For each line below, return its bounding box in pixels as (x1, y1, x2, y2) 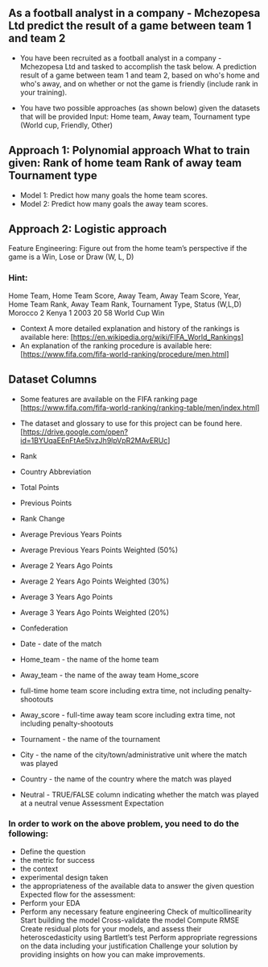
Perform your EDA (19, 898, 80, 907)
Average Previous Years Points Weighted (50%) (19, 545, 179, 555)
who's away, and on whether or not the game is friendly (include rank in (19, 78, 259, 88)
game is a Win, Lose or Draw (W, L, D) (8, 252, 134, 262)
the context (19, 864, 59, 873)
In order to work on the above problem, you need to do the (8, 818, 240, 830)
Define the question (19, 847, 86, 856)
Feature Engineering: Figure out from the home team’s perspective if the (8, 244, 248, 253)
